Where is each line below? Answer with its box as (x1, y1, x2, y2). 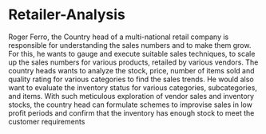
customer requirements (8, 116, 85, 126)
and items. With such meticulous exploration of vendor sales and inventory (8, 91, 254, 100)
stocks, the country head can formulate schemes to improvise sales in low (8, 100, 253, 109)
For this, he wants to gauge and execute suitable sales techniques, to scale (8, 49, 256, 58)
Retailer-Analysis (8, 6, 126, 24)
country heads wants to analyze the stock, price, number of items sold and (8, 65, 255, 75)
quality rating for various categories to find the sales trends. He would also (8, 74, 254, 84)
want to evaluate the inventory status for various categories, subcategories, (8, 82, 258, 93)
